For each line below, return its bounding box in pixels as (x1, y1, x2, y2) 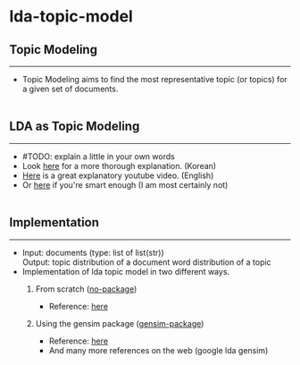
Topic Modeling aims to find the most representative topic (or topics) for (21, 74, 287, 84)
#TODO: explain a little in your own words (21, 150, 176, 162)
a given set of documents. (21, 83, 119, 94)
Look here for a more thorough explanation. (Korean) (21, 160, 217, 171)
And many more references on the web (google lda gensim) (48, 344, 269, 355)
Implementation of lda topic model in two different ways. (21, 266, 230, 276)
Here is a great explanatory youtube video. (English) (21, 170, 214, 181)
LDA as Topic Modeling (9, 119, 140, 134)
